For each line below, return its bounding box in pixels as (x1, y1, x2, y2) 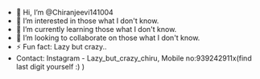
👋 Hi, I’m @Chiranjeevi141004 (15, 8, 114, 17)
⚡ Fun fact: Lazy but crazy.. (15, 42, 107, 51)
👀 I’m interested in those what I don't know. (15, 16, 159, 26)
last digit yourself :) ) (15, 62, 85, 71)
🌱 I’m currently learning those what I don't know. (15, 25, 177, 34)
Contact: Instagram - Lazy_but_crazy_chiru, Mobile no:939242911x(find (15, 53, 252, 63)
